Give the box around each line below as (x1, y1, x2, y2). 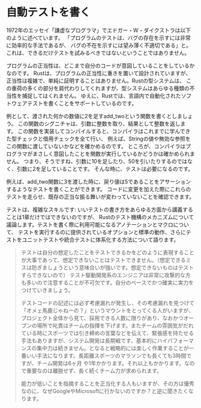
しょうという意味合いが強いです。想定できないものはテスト (47, 263, 194, 271)
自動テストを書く (6, 5, 91, 19)
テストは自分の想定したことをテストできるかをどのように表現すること (20, 248, 195, 256)
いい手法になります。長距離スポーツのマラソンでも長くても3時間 (26, 352, 187, 359)
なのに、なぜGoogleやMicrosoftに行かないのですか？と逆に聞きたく (20, 387, 189, 395)
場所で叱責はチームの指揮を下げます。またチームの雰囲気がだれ (37, 322, 194, 329)
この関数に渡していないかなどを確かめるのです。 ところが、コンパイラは (6, 142, 186, 149)
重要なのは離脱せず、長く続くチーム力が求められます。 (26, 367, 162, 374)
